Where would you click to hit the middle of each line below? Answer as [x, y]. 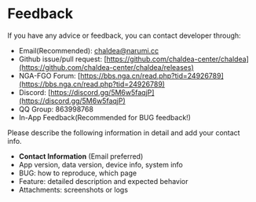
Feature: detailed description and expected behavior [104, 181]
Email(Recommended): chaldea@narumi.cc [89, 50]
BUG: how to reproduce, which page [78, 173]
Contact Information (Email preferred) [81, 156]
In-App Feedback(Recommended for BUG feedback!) [105, 117]
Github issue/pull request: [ [62, 59]
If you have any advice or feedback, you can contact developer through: [124, 35]
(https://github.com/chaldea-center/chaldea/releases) [106, 67]
